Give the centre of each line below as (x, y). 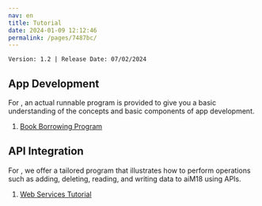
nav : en (21, 15)
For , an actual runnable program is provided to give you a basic (112, 103)
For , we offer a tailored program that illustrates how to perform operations (129, 170)
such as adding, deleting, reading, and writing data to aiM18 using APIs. (125, 178)
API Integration (46, 151)
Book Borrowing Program (61, 127)
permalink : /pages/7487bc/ (53, 38)
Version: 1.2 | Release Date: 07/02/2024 (78, 59)
